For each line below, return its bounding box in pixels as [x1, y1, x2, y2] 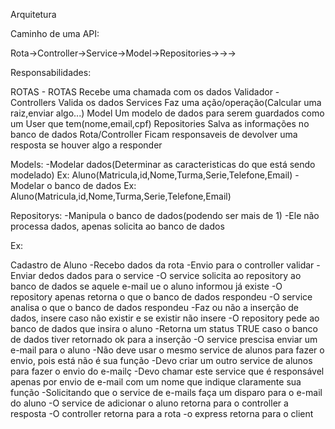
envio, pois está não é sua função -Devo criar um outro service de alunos [10, 355, 313, 366]
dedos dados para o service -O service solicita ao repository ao [38, 270, 302, 281]
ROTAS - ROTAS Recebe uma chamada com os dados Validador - [10, 86, 280, 98]
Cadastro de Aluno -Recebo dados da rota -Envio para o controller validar [10, 259, 315, 271]
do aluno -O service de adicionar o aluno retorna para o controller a [10, 397, 289, 409]
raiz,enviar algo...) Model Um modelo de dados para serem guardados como [10, 107, 325, 119]
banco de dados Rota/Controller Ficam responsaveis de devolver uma [10, 129, 298, 140]
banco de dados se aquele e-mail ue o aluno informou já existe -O [10, 280, 283, 292]
